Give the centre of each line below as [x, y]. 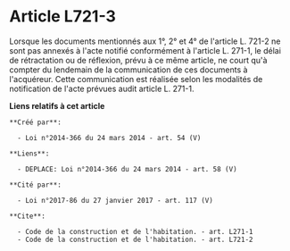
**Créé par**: [36, 122]
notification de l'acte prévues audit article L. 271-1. [102, 88]
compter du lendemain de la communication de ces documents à [128, 70]
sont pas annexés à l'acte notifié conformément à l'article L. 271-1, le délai [145, 50]
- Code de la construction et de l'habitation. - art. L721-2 [135, 239]
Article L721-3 [62, 17]
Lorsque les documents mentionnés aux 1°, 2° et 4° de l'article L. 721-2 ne [145, 41]
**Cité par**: [36, 185]
